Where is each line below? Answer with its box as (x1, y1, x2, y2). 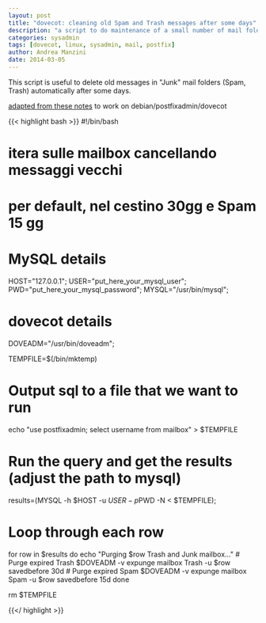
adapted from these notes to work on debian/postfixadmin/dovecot (8, 101, 227, 111)
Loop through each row (8, 523, 165, 541)
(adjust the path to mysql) (8, 469, 182, 488)
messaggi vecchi (8, 161, 123, 179)
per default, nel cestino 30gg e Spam (8, 197, 256, 215)
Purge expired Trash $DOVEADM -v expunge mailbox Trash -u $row (8, 557, 231, 567)
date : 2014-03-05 (8, 56, 66, 64)
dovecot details (8, 313, 112, 331)
